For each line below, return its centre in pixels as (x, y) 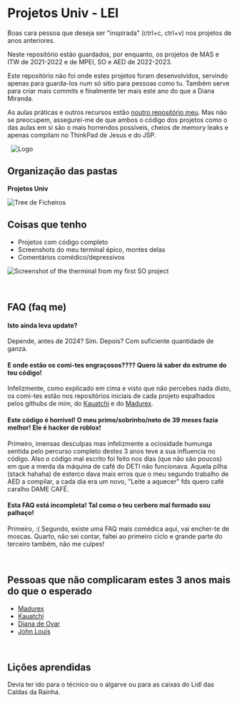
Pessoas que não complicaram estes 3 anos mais (119, 580)
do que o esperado (50, 591)
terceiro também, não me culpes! (56, 544)
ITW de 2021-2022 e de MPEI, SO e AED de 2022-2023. (90, 61)
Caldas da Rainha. (34, 692)
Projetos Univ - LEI (63, 13)
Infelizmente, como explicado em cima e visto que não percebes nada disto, (119, 388)
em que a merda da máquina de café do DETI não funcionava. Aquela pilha (117, 466)
